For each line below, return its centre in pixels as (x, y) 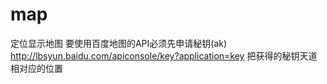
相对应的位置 (36, 68)
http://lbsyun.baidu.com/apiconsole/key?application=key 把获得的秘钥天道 (164, 55)
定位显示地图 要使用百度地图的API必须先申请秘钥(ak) (119, 43)
